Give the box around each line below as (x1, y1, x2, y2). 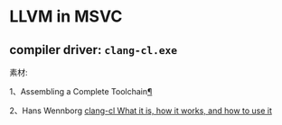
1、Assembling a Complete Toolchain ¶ (9, 86, 153, 96)
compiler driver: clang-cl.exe (9, 42, 178, 58)
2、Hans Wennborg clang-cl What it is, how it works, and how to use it (9, 105, 273, 116)
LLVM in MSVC (9, 6, 123, 27)
